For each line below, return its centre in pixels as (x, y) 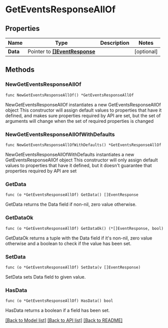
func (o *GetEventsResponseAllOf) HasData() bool (59, 301)
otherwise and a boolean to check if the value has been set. (68, 243)
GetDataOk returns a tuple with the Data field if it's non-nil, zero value (79, 238)
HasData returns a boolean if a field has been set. (58, 311)
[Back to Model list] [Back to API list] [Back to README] (64, 320)
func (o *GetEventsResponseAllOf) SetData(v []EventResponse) (73, 267)
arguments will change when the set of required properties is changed (79, 121)
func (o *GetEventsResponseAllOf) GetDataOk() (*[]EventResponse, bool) (85, 228)
